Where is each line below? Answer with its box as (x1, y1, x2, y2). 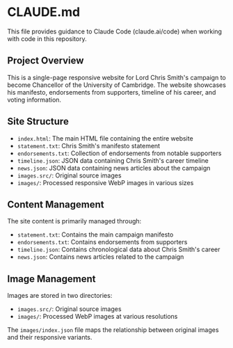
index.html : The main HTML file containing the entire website (17, 134, 193, 143)
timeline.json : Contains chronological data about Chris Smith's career (17, 245, 220, 254)
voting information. (7, 95, 61, 104)
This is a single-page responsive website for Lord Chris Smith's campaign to (7, 73, 226, 81)
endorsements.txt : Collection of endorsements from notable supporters (17, 149, 222, 157)
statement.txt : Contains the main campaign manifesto (17, 230, 174, 239)
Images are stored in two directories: (7, 292, 113, 300)
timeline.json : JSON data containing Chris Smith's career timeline (17, 156, 209, 164)
